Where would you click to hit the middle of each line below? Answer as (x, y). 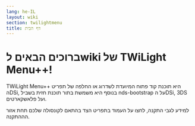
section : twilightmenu (34, 22)
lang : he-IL (21, 12)
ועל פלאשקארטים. (26, 99)
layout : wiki (22, 17)
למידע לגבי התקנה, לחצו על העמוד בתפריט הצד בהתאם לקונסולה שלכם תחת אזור (97, 111)
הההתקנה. (18, 117)
